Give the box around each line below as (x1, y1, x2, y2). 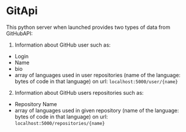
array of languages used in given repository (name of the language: (14, 107, 179, 114)
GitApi (6, 4, 38, 18)
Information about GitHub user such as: (14, 41, 111, 48)
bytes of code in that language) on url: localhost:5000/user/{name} (14, 78, 178, 85)
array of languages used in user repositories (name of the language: (14, 71, 181, 78)
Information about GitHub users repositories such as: (14, 89, 144, 96)
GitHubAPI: (6, 29, 33, 37)
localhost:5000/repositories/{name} (14, 120, 105, 126)
